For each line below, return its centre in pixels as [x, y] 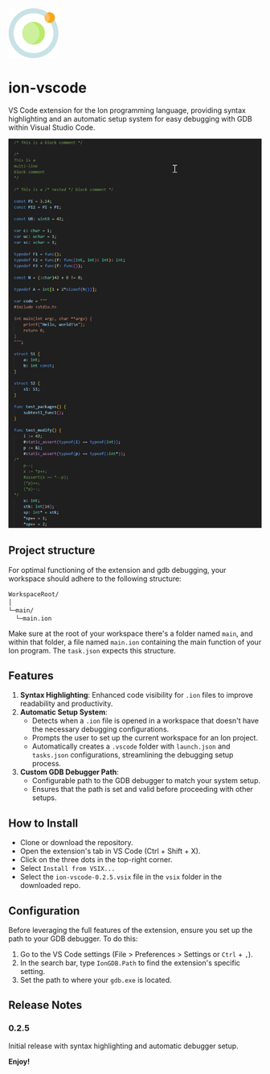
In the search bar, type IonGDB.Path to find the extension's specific [130, 963]
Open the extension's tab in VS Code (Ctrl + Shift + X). [110, 851]
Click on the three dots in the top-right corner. [96, 860]
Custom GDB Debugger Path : [69, 772]
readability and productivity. [66, 703]
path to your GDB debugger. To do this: [73, 939]
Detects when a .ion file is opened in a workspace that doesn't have [145, 721]
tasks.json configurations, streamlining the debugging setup [133, 755]
